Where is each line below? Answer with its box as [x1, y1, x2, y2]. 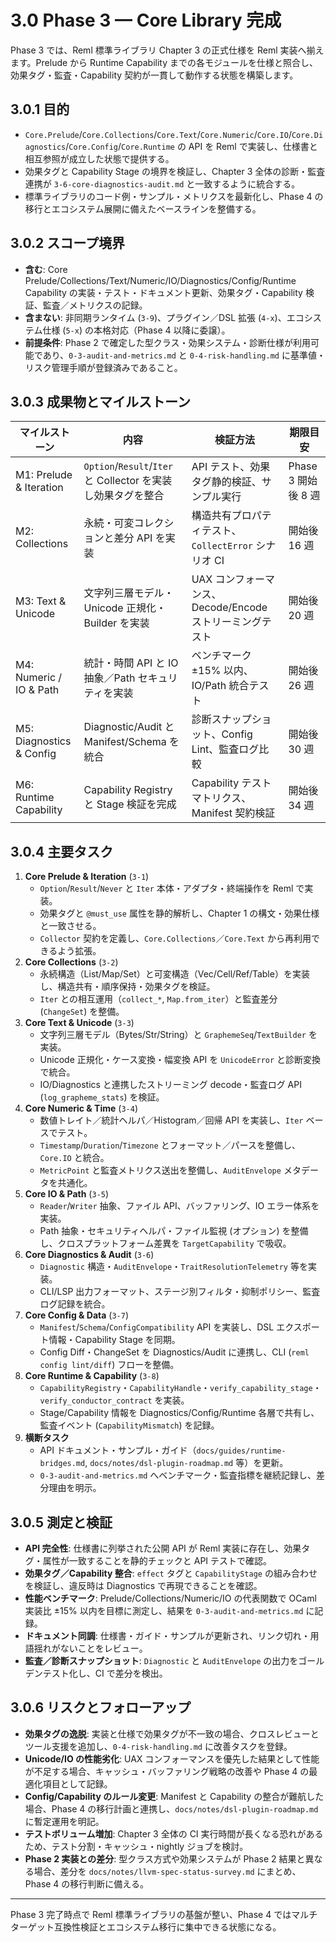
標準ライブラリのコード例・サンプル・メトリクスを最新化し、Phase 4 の [24, 190, 324, 202]
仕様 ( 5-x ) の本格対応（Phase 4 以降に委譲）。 [42, 324, 231, 336]
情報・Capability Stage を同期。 [48, 1334, 181, 1346]
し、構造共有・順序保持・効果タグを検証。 [39, 981, 216, 993]
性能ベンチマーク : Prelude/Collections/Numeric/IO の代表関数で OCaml [24, 1592, 317, 1604]
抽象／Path [83, 671, 136, 685]
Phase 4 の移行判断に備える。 [24, 1877, 149, 1890]
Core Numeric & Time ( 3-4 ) [24, 1102, 138, 1115]
